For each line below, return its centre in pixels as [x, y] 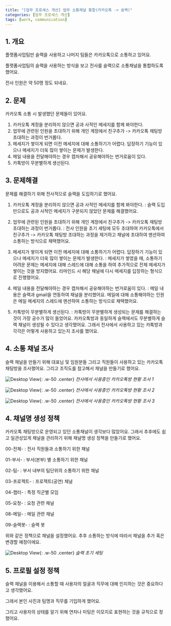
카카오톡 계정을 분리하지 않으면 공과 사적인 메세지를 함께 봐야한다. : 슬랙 [84, 204]
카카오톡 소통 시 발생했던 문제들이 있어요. [46, 114]
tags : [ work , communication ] [36, 19]
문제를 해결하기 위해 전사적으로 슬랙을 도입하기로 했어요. [61, 194]
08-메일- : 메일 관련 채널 [30, 514]
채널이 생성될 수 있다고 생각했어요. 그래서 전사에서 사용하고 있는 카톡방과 [90, 324]
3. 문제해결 [22, 180]
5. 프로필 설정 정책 [32, 571]
